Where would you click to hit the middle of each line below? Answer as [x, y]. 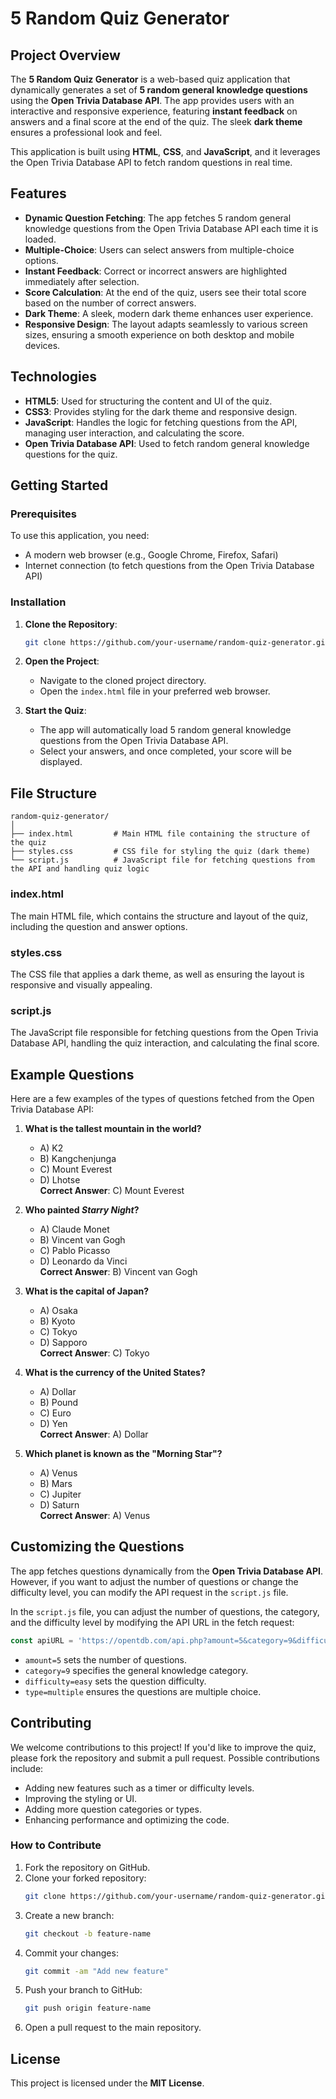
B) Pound [59, 1402]
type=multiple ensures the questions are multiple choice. [143, 1691]
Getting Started [59, 485]
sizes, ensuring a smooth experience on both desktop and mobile [159, 334]
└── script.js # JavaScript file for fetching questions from [162, 860]
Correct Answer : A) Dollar [94, 1434]
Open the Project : [62, 661]
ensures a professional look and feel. [86, 132]
